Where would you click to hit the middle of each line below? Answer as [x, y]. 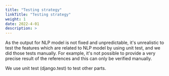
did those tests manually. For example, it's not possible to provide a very [80, 53]
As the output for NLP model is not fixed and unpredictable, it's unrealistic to [85, 42]
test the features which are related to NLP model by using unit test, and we [83, 48]
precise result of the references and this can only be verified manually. [79, 58]
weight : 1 [16, 19]
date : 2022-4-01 [22, 24]
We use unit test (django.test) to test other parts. [56, 68]
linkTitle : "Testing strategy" [38, 14]
